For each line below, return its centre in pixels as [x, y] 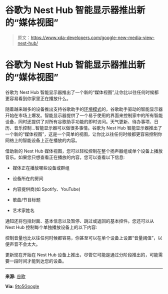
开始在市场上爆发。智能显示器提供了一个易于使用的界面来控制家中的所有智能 [84, 115]
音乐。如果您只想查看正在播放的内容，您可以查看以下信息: [65, 157]
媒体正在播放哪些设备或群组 [41, 167]
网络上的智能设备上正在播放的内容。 [42, 140]
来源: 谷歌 [15, 276]
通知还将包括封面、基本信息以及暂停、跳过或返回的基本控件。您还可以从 [79, 221]
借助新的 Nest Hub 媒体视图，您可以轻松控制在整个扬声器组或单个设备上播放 [84, 151]
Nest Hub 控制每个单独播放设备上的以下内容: [51, 227]
